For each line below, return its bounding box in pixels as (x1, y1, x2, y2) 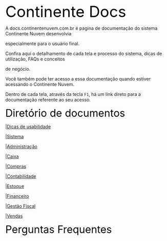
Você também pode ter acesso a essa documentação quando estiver (5, 76, 151, 82)
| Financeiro (5, 193, 29, 199)
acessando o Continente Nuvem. (5, 82, 75, 87)
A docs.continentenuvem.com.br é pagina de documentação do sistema (5, 25, 158, 31)
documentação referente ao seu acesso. (5, 97, 91, 103)
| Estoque (5, 183, 25, 189)
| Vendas (5, 213, 23, 219)
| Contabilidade (5, 173, 36, 179)
